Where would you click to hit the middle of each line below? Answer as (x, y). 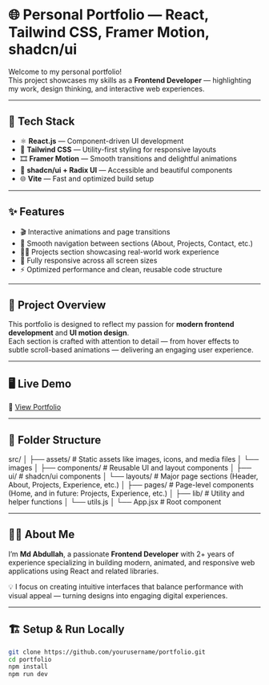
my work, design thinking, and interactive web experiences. (106, 88)
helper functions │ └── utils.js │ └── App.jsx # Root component (115, 502)
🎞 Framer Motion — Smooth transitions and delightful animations (128, 158)
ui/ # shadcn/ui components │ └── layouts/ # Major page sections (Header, (133, 476)
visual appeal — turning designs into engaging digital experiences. (118, 595)
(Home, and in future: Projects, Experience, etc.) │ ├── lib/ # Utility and (126, 493)
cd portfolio (30, 659)
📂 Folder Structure (55, 440)
